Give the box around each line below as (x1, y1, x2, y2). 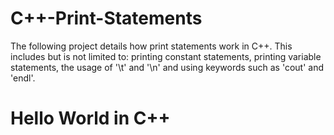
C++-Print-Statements (10, 7, 203, 30)
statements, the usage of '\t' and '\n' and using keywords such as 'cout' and (10, 61, 324, 73)
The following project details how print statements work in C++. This (10, 40, 293, 52)
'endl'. (10, 72, 36, 84)
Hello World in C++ (10, 107, 171, 130)
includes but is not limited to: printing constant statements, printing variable (10, 50, 322, 62)
